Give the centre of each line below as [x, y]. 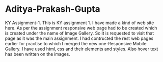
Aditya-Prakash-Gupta [53, 9]
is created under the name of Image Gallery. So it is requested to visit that [80, 33]
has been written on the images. [38, 54]
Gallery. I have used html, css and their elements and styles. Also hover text [81, 49]
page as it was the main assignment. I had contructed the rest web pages [79, 38]
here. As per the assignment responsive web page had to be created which [81, 28]
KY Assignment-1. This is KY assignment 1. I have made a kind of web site [80, 23]
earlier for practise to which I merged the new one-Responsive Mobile [76, 43]
